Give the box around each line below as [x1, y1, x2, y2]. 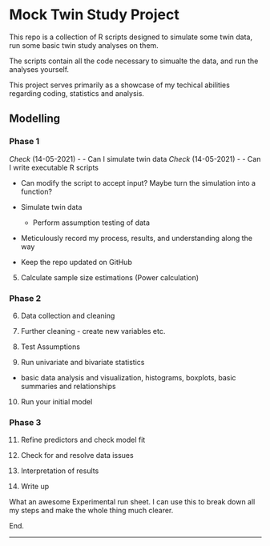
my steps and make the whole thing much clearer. [9, 506, 174, 516]
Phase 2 [9, 292, 42, 303]
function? [20, 187, 53, 196]
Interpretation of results [20, 466, 99, 476]
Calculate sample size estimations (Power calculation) [20, 272, 199, 282]
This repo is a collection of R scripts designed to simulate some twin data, [9, 32, 253, 42]
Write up [20, 482, 50, 492]
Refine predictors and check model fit [20, 435, 146, 445]
